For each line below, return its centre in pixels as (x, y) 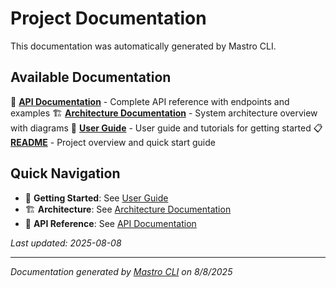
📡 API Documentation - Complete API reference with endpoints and (150, 101)
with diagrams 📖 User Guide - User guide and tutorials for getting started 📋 (166, 128)
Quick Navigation (65, 173)
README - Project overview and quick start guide (113, 142)
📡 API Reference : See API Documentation (110, 223)
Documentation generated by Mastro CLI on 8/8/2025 (121, 271)
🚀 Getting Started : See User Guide (96, 198)
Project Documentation (108, 18)
